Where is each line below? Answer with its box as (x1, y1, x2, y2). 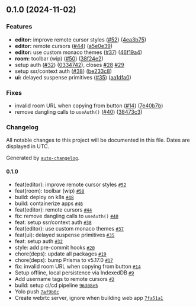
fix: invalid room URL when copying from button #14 (14, 263, 141, 270)
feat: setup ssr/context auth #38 (14, 219, 92, 226)
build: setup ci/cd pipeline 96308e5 (14, 282, 98, 289)
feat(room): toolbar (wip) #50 (14, 187, 85, 194)
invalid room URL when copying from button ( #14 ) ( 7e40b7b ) (14, 102, 163, 109)
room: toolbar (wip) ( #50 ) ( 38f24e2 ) (14, 55, 104, 62)
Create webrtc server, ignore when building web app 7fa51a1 (14, 295, 163, 302)
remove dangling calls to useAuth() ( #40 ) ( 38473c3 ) (14, 108, 143, 115)
